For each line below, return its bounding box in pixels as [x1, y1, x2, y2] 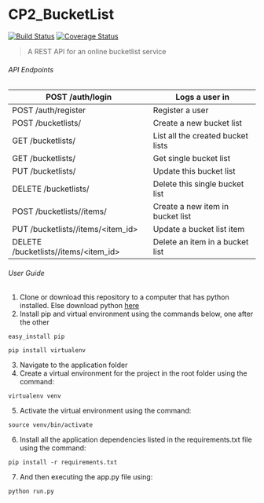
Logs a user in [175, 92, 230, 103]
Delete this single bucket [152, 178, 244, 189]
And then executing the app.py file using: [19, 472, 153, 482]
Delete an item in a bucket [152, 237, 249, 248]
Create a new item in [152, 201, 229, 212]
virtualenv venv [8, 392, 61, 400]
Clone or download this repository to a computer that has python [19, 292, 229, 302]
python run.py [8, 487, 55, 496]
